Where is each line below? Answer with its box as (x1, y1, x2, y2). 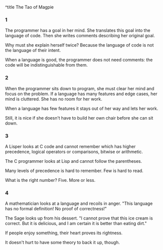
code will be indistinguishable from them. (5, 62, 88, 68)
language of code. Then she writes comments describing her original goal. (5, 33, 155, 39)
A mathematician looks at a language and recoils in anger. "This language (5, 200, 153, 206)
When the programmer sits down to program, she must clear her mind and (5, 85, 155, 91)
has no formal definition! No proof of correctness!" (5, 206, 107, 212)
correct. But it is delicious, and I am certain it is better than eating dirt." (5, 221, 147, 226)
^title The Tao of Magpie (5, 4, 54, 10)
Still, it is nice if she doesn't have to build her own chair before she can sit (5, 115, 153, 121)
